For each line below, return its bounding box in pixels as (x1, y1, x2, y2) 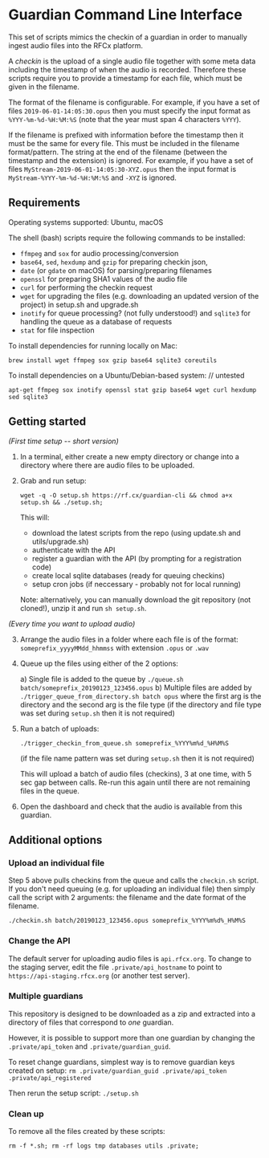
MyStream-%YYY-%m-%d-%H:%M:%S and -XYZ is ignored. (8, 173, 177, 182)
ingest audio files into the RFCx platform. (8, 40, 143, 50)
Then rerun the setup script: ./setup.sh (8, 1088, 139, 1098)
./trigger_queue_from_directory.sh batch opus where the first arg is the (19, 691, 262, 700)
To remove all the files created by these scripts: (8, 1127, 166, 1136)
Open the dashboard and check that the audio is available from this (19, 801, 243, 811)
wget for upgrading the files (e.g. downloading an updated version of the (19, 291, 259, 300)
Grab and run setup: (19, 475, 87, 485)
